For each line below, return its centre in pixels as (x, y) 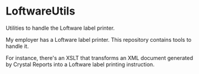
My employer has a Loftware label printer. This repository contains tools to (99, 39)
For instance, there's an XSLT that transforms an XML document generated (99, 58)
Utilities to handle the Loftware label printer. (60, 28)
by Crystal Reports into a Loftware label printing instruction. (80, 64)
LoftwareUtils (40, 11)
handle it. (17, 46)
